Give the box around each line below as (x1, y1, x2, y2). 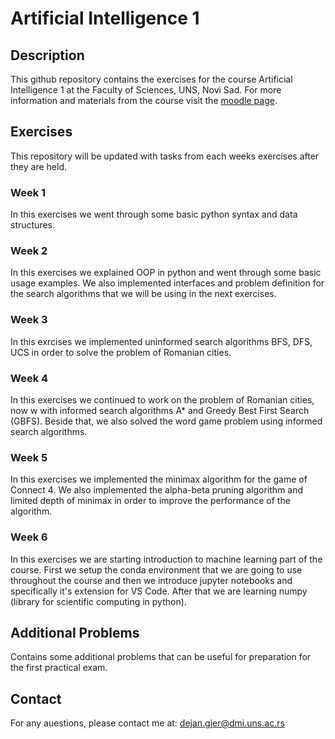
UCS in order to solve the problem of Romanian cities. (10, 346, 232, 358)
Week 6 (10, 530, 48, 544)
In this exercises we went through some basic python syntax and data (10, 208, 298, 221)
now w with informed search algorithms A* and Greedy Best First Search (10, 405, 310, 416)
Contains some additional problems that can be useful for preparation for (10, 651, 312, 663)
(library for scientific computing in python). (10, 595, 187, 607)
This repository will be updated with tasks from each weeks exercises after (10, 150, 320, 162)
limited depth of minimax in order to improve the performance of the (10, 495, 291, 507)
